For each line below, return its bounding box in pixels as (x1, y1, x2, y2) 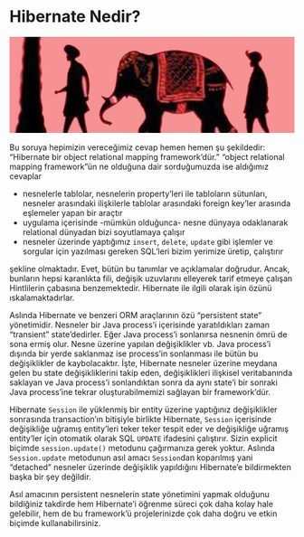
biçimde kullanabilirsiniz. (9, 517, 101, 528)
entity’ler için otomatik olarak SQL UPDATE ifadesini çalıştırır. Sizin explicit (9, 432, 278, 444)
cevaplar (9, 170, 43, 182)
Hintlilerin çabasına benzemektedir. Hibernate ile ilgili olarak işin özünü (9, 282, 272, 293)
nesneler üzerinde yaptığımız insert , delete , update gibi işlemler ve (22, 236, 273, 247)
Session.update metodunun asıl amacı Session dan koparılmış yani (9, 452, 253, 463)
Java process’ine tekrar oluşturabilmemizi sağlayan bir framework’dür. (9, 386, 271, 397)
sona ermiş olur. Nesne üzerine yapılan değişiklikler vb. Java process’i (9, 338, 271, 349)
